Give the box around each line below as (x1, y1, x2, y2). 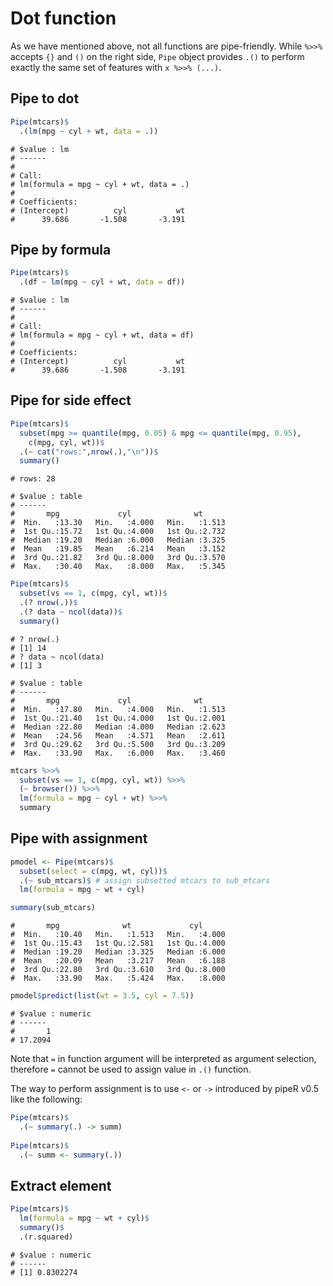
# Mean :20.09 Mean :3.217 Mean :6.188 (10, 956, 226, 966)
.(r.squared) (19, 1232, 74, 1242)
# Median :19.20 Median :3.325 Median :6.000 (10, 947, 226, 957)
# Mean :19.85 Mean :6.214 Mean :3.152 (10, 544, 226, 554)
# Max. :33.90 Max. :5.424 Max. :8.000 (10, 973, 226, 984)
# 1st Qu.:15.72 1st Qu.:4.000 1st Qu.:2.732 (10, 527, 226, 537)
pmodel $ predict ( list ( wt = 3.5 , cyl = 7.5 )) (10, 991, 195, 1001)
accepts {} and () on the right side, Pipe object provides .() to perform (10, 50, 305, 62)
